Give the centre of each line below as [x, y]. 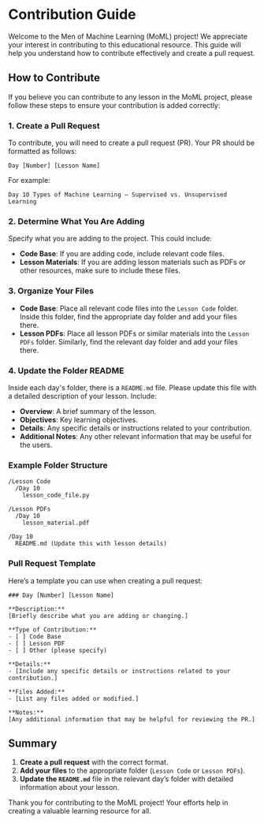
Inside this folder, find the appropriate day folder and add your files [128, 316]
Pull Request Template [52, 564]
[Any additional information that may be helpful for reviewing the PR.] [132, 719]
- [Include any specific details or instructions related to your [119, 671]
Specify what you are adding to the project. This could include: [110, 239]
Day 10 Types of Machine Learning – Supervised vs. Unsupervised [117, 195]
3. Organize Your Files [51, 291]
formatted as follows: [43, 151]
